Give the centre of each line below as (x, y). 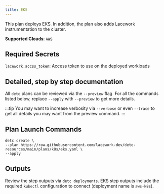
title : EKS (16, 10)
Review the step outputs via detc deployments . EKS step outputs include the (82, 181)
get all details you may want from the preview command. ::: (65, 114)
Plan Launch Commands (43, 129)
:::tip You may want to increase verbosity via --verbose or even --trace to (80, 108)
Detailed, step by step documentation (64, 81)
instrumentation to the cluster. (36, 29)
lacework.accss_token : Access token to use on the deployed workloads (77, 66)
